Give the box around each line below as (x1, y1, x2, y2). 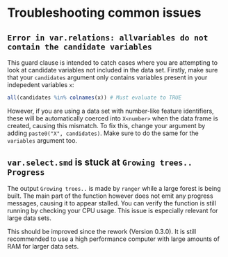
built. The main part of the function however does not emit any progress (7, 192, 213, 200)
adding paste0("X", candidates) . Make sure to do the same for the (7, 129, 199, 137)
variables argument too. (7, 136, 78, 144)
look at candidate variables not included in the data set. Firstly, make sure (7, 66, 218, 74)
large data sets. (7, 214, 52, 222)
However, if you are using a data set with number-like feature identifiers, (7, 107, 214, 115)
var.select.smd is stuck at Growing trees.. (7, 157, 193, 169)
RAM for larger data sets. (7, 242, 79, 250)
